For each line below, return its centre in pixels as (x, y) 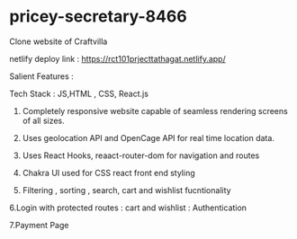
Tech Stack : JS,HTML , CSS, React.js (79, 93)
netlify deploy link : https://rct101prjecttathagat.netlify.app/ (118, 58)
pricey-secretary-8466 (98, 17)
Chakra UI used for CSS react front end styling (108, 173)
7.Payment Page (39, 225)
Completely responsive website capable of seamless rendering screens (155, 111)
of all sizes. (43, 120)
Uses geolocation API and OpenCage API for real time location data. (148, 137)
